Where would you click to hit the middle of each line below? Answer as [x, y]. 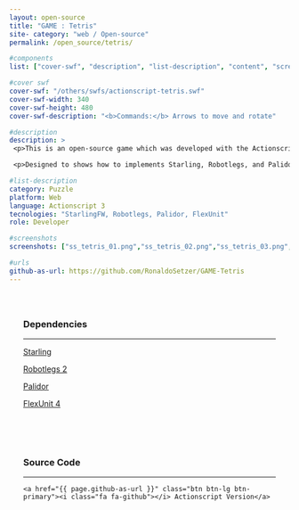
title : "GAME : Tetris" [53, 26]
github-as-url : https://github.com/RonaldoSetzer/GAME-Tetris [127, 271]
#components [31, 59]
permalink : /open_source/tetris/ [71, 42]
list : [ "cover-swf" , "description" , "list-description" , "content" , [139, 67]
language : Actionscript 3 [57, 206]
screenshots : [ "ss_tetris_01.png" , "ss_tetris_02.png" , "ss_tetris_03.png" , [151, 247]
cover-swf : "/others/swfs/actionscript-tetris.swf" [107, 91]
